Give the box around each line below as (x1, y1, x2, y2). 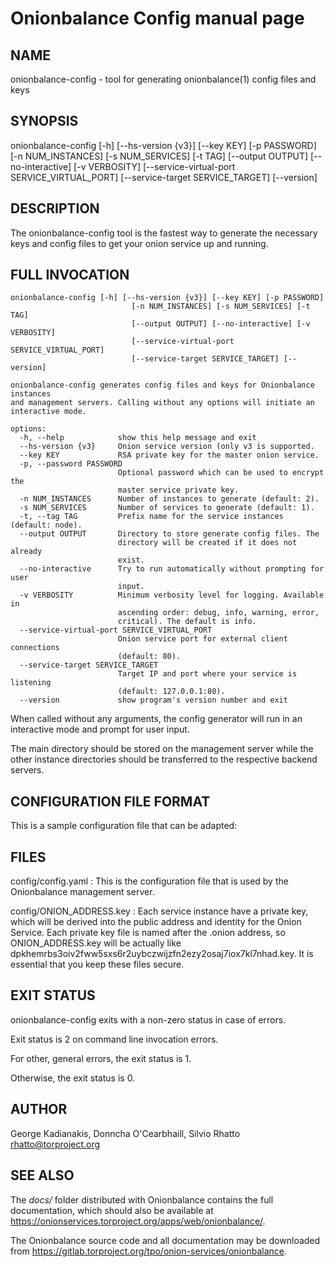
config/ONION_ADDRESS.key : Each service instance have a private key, (10, 905, 309, 917)
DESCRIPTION (10, 200, 100, 217)
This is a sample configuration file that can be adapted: (10, 820, 238, 832)
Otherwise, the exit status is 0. (10, 1072, 136, 1084)
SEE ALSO (10, 1167, 75, 1184)
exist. (117, 555, 145, 566)
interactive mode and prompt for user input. (10, 723, 190, 736)
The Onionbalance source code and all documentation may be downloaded (10, 1234, 321, 1246)
